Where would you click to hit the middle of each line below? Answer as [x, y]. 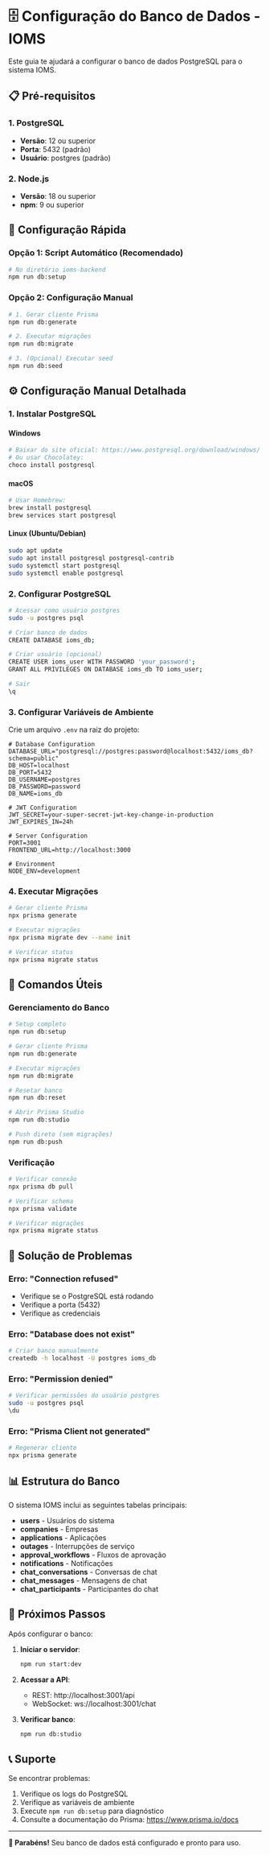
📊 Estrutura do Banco [64, 1482]
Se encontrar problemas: [49, 1779]
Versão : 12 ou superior [58, 140]
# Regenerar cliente [43, 1448]
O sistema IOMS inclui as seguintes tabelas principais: [98, 1505]
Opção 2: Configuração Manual [71, 298]
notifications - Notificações [66, 1563]
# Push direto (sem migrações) [61, 1134]
